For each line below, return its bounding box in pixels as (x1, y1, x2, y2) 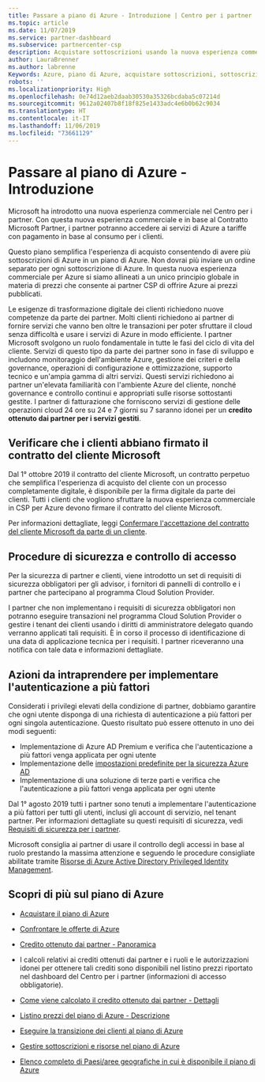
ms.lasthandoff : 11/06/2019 (8, 122, 101, 130)
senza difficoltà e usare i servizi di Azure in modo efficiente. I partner (8, 329, 233, 339)
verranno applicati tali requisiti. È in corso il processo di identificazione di (8, 628, 246, 637)
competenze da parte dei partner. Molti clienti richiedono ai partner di (8, 312, 234, 322)
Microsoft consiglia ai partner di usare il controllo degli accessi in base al (8, 840, 244, 849)
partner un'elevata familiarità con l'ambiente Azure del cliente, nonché (8, 380, 237, 389)
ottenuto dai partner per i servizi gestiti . (8, 413, 142, 423)
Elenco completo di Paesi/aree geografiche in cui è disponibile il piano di (19, 1057, 256, 1066)
